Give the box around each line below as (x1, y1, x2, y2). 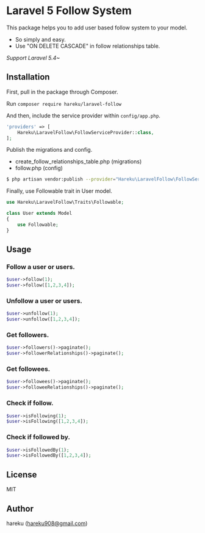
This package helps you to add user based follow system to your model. (6, 24, 188, 31)
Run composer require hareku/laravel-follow (6, 100, 122, 107)
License (6, 469, 37, 480)
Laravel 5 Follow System (6, 4, 132, 18)
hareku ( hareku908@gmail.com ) (6, 520, 88, 527)
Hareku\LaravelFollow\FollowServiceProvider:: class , (17, 129, 154, 135)
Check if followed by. (6, 433, 71, 441)
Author (6, 503, 34, 514)
